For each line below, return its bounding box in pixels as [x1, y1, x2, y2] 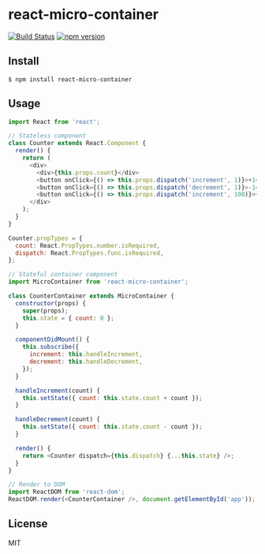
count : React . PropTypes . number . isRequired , [15, 241, 160, 249]
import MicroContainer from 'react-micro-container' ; [8, 278, 189, 286]
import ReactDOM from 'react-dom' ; [8, 488, 125, 496]
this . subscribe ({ [22, 343, 80, 351]
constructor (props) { [15, 299, 87, 307]
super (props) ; [22, 306, 69, 315]
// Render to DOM [8, 481, 65, 488]
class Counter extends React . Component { [8, 140, 147, 148]
